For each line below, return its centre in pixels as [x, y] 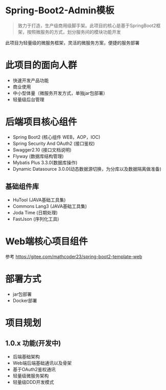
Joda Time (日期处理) [35, 213]
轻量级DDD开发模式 [33, 382]
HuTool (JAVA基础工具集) [39, 200]
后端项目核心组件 [41, 122]
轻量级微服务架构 [31, 376]
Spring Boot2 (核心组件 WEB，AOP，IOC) [56, 137]
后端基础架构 [26, 356]
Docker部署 [25, 300]
